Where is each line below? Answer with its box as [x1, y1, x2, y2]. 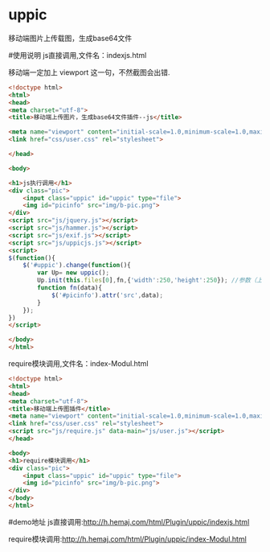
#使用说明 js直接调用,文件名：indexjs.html [8, 50, 147, 60]
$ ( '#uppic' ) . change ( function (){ [22, 262, 131, 270]
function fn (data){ [37, 284, 103, 292]
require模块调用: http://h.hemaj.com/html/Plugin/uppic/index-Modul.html [8, 533, 247, 544]
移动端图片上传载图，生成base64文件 [8, 33, 133, 43]
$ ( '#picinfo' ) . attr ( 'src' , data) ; [51, 291, 163, 299]
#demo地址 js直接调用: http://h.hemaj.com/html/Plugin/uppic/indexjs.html [8, 517, 250, 526]
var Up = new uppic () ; [37, 269, 110, 277]
